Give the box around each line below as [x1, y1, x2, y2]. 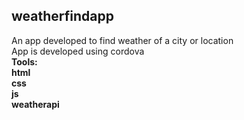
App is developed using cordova [11, 45, 145, 57]
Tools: [11, 55, 38, 68]
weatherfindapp [11, 8, 114, 25]
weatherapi [11, 98, 60, 110]
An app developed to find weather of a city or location [11, 34, 234, 46]
